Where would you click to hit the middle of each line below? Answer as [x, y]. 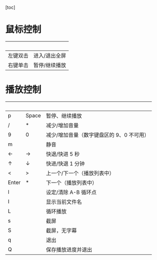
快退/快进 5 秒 [63, 154]
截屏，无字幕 [61, 230]
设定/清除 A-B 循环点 [71, 192]
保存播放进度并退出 [69, 249]
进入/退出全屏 [50, 56]
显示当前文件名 [64, 202]
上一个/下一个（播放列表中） [80, 173]
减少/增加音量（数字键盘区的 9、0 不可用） [98, 135]
